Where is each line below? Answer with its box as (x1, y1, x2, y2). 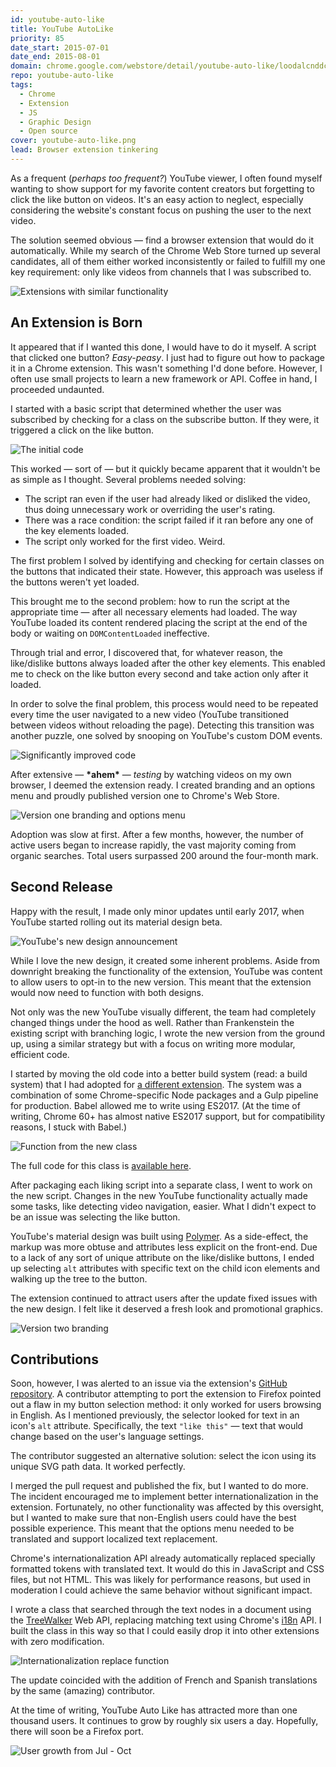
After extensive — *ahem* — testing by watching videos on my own (10, 768, 292, 780)
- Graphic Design (19, 117, 92, 127)
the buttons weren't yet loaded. (10, 576, 140, 588)
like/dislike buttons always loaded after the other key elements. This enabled (10, 657, 326, 669)
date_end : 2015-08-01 (10, 52, 101, 62)
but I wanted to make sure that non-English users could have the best (10, 1512, 297, 1524)
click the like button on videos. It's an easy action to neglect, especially (10, 193, 304, 205)
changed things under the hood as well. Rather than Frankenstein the (10, 1016, 295, 1028)
